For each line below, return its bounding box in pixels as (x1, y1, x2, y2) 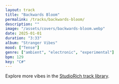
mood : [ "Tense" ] (5, 45, 39, 50)
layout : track (5, 7, 35, 13)
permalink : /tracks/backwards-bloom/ (5, 17, 85, 22)
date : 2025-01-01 (5, 31, 42, 36)
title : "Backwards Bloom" (5, 12, 60, 17)
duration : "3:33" (5, 36, 42, 41)
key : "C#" (5, 59, 26, 64)
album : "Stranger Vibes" (5, 40, 58, 46)
